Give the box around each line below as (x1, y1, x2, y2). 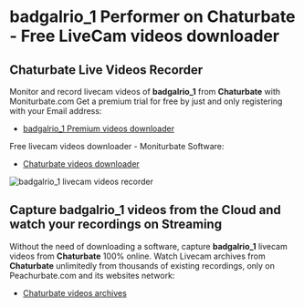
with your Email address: (9, 106, 102, 116)
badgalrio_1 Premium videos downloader (22, 123, 175, 134)
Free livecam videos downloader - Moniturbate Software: (9, 141, 225, 151)
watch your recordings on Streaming (9, 217, 222, 232)
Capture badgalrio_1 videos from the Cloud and (9, 202, 281, 218)
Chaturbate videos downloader (22, 159, 140, 169)
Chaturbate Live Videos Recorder (9, 62, 204, 77)
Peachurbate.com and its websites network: (9, 270, 175, 281)
